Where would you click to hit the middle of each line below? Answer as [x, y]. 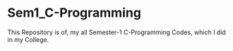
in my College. [28, 39]
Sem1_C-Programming [74, 13]
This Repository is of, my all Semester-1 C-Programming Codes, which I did [116, 32]
